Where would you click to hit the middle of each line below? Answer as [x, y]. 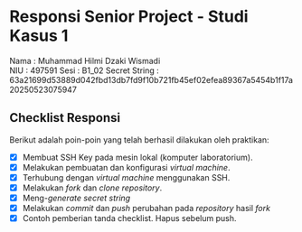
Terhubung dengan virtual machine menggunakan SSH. [126, 177]
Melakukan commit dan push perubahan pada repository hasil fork [146, 209]
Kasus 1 [39, 36]
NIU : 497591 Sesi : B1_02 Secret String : [85, 70]
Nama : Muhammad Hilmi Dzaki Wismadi [85, 60]
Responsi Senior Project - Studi [129, 17]
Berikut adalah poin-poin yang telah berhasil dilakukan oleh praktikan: [139, 139]
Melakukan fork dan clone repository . [92, 188]
